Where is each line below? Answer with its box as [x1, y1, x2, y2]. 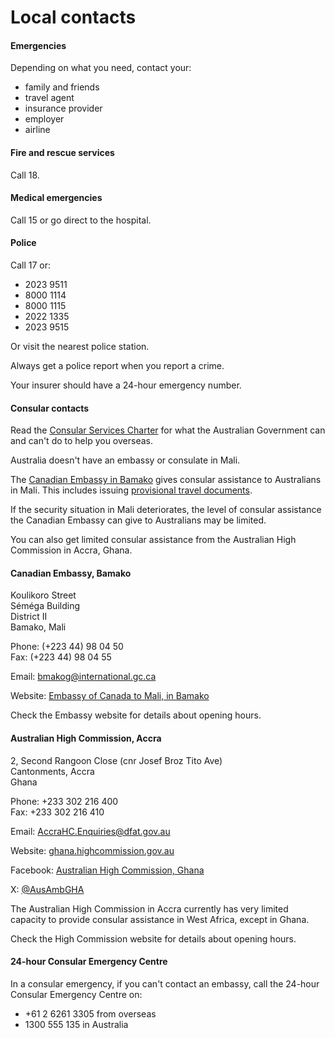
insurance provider [24, 102, 103, 115]
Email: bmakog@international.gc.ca [10, 671, 157, 683]
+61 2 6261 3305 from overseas [24, 1007, 157, 1020]
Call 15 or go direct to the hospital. [10, 214, 152, 226]
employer [24, 113, 65, 125]
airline [24, 124, 51, 136]
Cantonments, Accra [10, 765, 95, 777]
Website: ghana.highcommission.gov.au [10, 844, 175, 856]
